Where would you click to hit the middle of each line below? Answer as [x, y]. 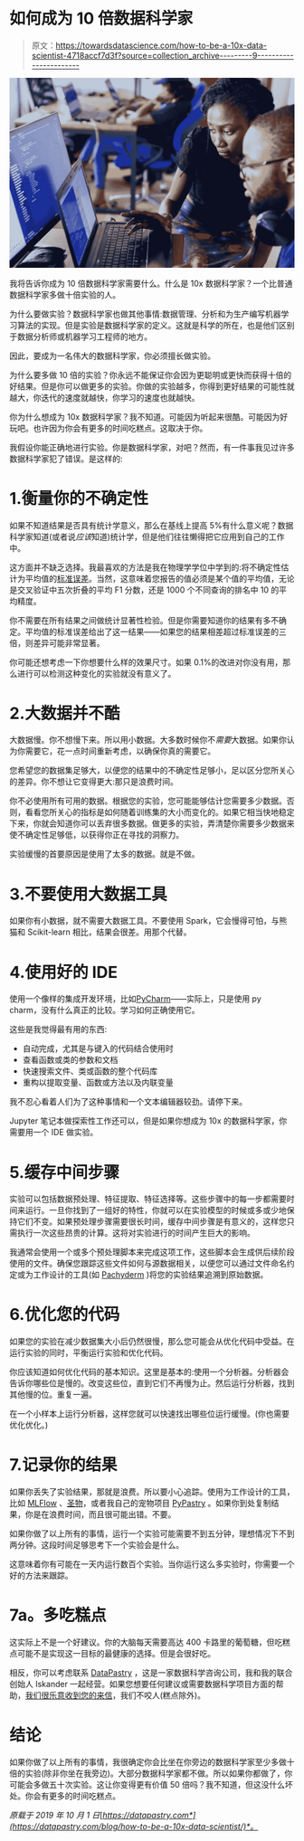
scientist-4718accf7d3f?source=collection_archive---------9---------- [162, 55]
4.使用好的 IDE [64, 972]
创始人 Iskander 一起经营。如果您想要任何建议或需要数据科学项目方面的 [142, 1684]
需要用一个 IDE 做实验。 [54, 1133]
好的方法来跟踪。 [41, 1576]
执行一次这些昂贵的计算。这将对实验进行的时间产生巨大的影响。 [136, 1233]
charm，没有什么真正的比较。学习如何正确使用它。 [104, 1011]
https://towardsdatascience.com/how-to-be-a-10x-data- [161, 45]
